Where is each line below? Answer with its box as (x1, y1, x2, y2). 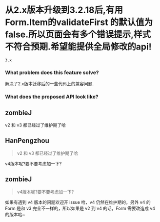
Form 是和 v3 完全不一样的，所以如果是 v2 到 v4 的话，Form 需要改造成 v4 (5, 205, 155, 211)
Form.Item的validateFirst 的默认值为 (5, 17, 153, 28)
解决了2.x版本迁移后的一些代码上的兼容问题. (5, 81, 94, 87)
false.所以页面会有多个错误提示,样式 (5, 29, 151, 40)
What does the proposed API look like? (5, 94, 99, 100)
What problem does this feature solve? (5, 69, 99, 76)
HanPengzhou (5, 137, 50, 145)
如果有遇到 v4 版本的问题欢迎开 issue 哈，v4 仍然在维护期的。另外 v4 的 (5, 199, 151, 205)
